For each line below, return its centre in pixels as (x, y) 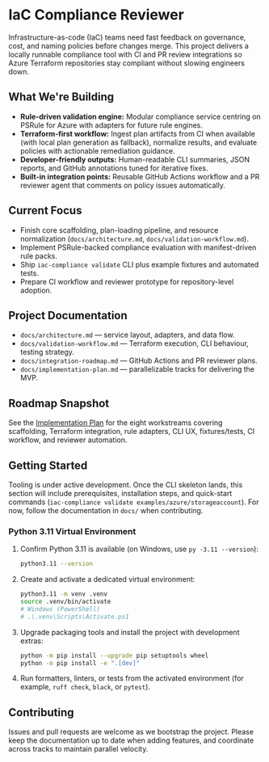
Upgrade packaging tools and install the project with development (130, 632)
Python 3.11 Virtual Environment (72, 531)
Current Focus (45, 210)
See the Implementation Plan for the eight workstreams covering (116, 423)
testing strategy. (47, 352)
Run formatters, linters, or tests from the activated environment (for (132, 678)
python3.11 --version (56, 564)
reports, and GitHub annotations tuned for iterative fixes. (114, 168)
